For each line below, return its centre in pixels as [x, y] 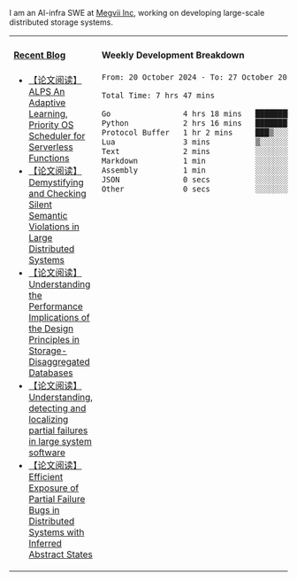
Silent [41, 205]
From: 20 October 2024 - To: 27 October [187, 77]
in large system [61, 441]
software [47, 453]
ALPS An [47, 91]
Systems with [57, 532]
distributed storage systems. [61, 22]
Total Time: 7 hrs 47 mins [158, 95]
